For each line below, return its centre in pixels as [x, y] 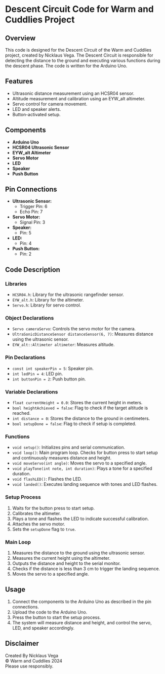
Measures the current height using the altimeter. [61, 558]
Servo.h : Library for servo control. [47, 305]
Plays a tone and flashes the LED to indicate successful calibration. [81, 519]
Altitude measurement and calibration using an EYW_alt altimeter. [79, 98]
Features [19, 81]
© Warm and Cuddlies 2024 [34, 661]
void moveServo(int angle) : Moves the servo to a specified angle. [80, 463]
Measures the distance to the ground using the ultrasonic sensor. [79, 553]
